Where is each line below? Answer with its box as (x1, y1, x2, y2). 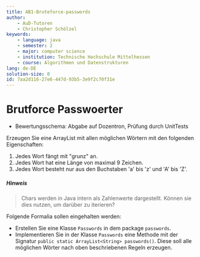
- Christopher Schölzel (17, 25, 78, 32)
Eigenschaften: (6, 141, 44, 149)
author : (6, 15, 26, 21)
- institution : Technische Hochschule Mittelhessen (17, 54, 150, 60)
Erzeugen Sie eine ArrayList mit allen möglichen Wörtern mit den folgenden (6, 135, 195, 142)
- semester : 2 (17, 43, 53, 49)
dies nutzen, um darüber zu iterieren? (21, 201, 115, 209)
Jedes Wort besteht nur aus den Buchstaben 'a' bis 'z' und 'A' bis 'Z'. (15, 165, 188, 173)
